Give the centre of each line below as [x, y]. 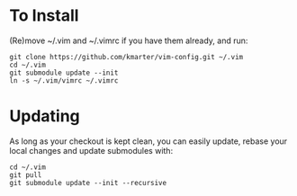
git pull [26, 175]
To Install [44, 16]
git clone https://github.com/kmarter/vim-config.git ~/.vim [126, 57]
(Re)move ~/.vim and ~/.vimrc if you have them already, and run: [129, 40]
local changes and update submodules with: [91, 150]
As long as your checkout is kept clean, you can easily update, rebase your [148, 141]
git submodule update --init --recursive [88, 183]
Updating [45, 116]
